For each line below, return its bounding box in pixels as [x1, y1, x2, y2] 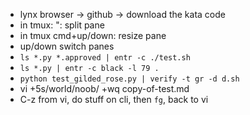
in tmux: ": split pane [19, 19, 105, 31]
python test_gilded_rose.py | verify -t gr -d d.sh [19, 74, 240, 84]
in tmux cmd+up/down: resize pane [19, 30, 167, 41]
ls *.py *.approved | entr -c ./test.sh [19, 53, 191, 63]
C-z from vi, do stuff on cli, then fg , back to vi [19, 94, 209, 105]
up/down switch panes [19, 40, 115, 52]
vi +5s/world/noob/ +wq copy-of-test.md [19, 83, 190, 94]
